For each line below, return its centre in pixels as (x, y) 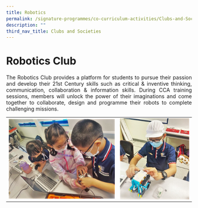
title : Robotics (26, 12)
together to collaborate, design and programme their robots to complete (99, 103)
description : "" (26, 25)
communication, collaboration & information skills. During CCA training (99, 90)
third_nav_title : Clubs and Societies (54, 31)
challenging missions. (32, 109)
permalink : (19, 19)
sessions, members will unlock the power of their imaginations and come (99, 96)
